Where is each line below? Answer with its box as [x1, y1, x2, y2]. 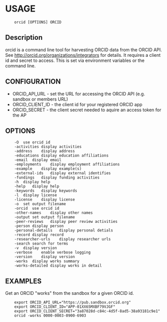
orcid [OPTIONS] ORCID [14, 20, 62, 25]
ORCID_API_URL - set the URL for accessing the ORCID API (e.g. [12, 91, 145, 97]
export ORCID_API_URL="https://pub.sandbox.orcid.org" [14, 300, 131, 305]
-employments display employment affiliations [14, 162, 120, 167]
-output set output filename [14, 215, 75, 220]
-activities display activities [14, 144, 82, 149]
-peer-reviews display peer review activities [14, 219, 118, 224]
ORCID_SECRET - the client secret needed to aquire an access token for [12, 107, 161, 113]
